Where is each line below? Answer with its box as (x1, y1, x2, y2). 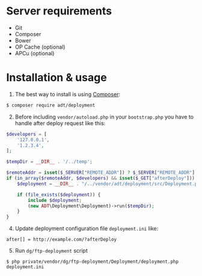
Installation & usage (6, 71, 107, 85)
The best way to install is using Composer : (14, 90, 121, 97)
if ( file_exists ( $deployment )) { (17, 191, 101, 198)
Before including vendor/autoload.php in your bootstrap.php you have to (14, 113, 194, 120)
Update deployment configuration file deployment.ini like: (14, 225, 159, 232)
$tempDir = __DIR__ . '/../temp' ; (6, 159, 93, 165)
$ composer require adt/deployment (6, 102, 96, 108)
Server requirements (6, 4, 112, 18)
